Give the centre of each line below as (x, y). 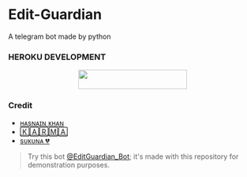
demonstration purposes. (69, 164)
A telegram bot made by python (60, 36)
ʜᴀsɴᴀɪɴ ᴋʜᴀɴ (42, 122)
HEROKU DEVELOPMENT (57, 57)
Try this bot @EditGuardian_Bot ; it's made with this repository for (133, 156)
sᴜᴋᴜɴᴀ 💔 (34, 141)
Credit (21, 105)
